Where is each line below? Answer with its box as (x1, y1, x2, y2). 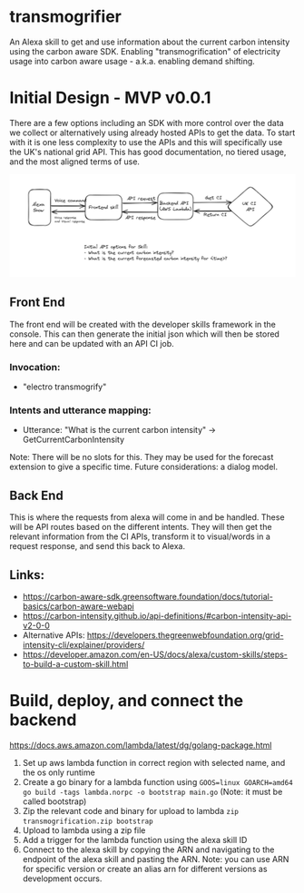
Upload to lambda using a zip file (22, 824, 146, 836)
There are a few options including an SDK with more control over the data (9, 117, 284, 128)
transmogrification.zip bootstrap (22, 817, 153, 826)
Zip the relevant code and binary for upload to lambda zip (22, 805, 239, 816)
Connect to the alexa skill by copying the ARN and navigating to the (22, 844, 275, 855)
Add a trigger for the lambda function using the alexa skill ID (22, 834, 248, 845)
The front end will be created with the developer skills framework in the (9, 319, 277, 329)
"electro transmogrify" (22, 381, 107, 392)
